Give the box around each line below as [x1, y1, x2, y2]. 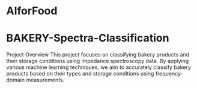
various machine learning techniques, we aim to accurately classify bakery [6, 64, 191, 71]
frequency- [155, 70, 183, 77]
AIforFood [6, 4, 58, 18]
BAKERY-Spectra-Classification [6, 32, 169, 45]
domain [6, 76, 25, 84]
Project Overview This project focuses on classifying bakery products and [6, 51, 190, 58]
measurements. [26, 76, 65, 84]
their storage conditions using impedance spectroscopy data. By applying [6, 58, 189, 65]
